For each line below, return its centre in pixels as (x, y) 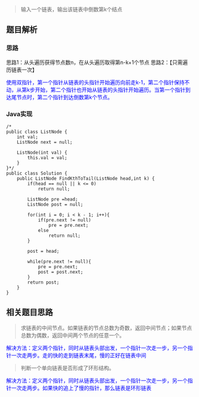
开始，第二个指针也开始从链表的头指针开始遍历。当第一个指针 (110, 90)
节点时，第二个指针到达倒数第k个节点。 (65, 97)
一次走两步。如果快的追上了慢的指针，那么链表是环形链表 (81, 388)
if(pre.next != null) (65, 220)
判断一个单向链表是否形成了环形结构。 (67, 368)
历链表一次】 (22, 69)
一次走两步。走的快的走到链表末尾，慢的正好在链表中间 (78, 355)
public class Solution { (37, 173)
